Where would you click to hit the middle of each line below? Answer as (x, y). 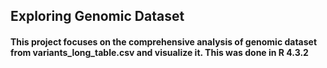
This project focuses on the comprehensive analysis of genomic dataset (164, 41)
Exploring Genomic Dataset (97, 16)
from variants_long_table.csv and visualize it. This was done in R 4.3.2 (159, 52)
